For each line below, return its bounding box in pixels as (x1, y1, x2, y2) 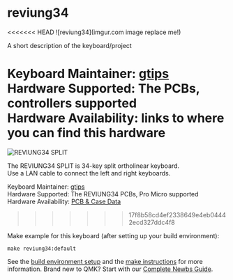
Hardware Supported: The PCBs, (7, 81, 200, 97)
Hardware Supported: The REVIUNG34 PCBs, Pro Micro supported (7, 189, 199, 198)
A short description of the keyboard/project (7, 41, 133, 49)
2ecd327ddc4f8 (128, 218, 176, 226)
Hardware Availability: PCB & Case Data (7, 197, 121, 205)
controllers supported (7, 95, 137, 111)
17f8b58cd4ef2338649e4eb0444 (128, 210, 227, 219)
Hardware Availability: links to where (7, 110, 225, 126)
